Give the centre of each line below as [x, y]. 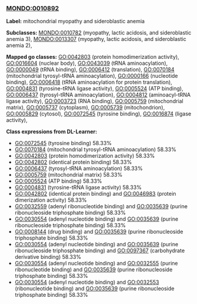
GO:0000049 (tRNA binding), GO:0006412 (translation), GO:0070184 [90, 70]
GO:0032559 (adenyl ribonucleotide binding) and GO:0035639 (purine [101, 206]
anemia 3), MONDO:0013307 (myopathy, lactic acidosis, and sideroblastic [96, 39]
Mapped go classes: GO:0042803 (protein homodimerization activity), [93, 57]
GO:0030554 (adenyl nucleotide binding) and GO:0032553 [87, 282]
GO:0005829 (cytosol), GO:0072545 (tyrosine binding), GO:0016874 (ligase [99, 114]
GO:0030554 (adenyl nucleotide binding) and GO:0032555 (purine [96, 264]
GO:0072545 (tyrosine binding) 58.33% [63, 143]
